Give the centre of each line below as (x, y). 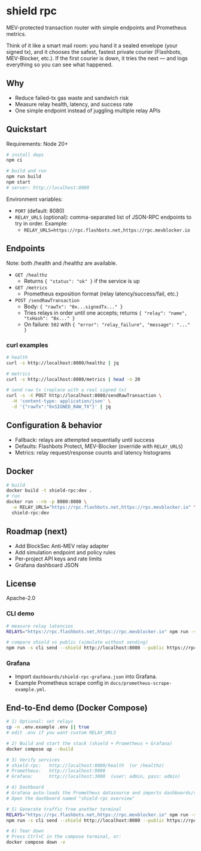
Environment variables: (34, 199)
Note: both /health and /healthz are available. (62, 263)
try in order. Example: (41, 223)
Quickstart (27, 129)
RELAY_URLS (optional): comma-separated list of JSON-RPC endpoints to (103, 217)
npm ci (14, 160)
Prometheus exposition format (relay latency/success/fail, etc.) (101, 294)
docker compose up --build (40, 749)
